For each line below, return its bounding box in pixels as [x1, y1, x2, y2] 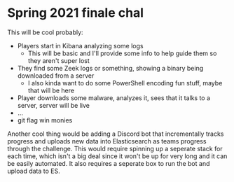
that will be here [27, 86, 75, 94]
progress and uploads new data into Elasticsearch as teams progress [7, 136, 207, 145]
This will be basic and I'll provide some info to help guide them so [27, 49, 217, 57]
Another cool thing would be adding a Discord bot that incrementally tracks [7, 129, 224, 138]
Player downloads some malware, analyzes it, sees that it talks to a [17, 93, 211, 102]
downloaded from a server [17, 71, 95, 80]
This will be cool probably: [7, 28, 83, 36]
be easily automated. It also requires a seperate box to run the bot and [7, 159, 210, 167]
